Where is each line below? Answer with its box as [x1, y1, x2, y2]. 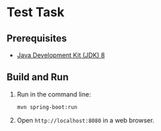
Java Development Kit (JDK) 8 [16, 51, 105, 59]
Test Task [6, 4, 65, 20]
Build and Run [6, 71, 68, 83]
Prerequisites [6, 32, 67, 44]
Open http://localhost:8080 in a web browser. [16, 116, 155, 124]
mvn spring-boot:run [16, 104, 78, 111]
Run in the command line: [16, 89, 91, 99]
